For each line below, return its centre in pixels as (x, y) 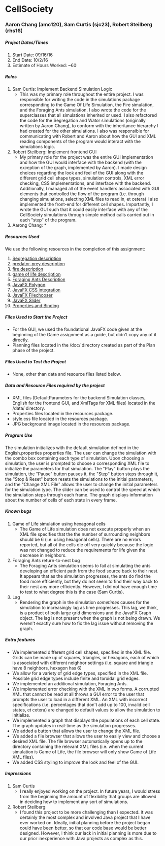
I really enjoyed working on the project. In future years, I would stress (90, 791)
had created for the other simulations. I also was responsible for (84, 131)
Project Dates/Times (27, 42)
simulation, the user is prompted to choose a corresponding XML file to (77, 463)
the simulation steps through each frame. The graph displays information (79, 494)
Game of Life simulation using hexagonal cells (59, 524)
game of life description (36, 274)
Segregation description (37, 259)
